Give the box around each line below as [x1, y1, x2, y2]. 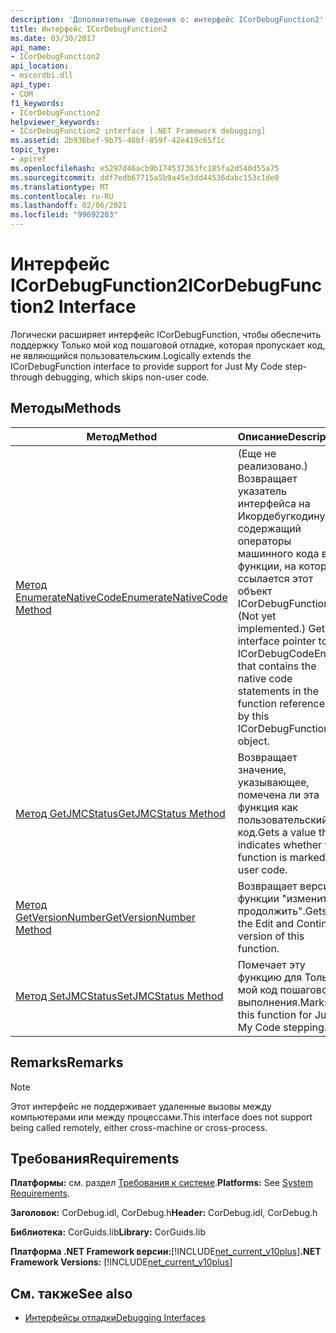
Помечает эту [237, 957, 306, 971]
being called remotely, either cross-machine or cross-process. [10, 1121, 268, 1133]
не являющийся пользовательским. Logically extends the [10, 349, 252, 361]
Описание [237, 429, 289, 443]
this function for [237, 1007, 313, 1021]
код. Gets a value [237, 825, 317, 839]
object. [237, 734, 270, 748]
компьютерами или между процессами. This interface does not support [10, 1111, 313, 1123]
